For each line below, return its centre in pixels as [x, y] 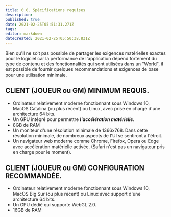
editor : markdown [24, 34]
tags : [11, 29]
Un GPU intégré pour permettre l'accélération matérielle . [73, 119]
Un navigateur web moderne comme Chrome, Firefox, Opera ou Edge [86, 141]
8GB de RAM [26, 125]
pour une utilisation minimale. [36, 75]
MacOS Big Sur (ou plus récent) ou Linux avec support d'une [77, 194]
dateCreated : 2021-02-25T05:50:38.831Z [48, 39]
